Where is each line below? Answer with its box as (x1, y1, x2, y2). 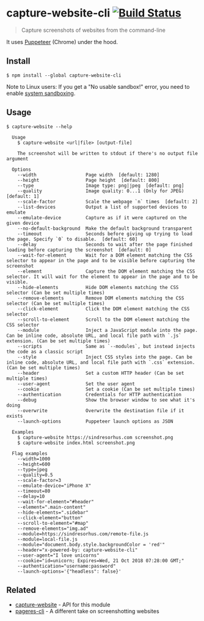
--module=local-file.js (17, 536, 78, 542)
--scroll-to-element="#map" (17, 520, 89, 526)
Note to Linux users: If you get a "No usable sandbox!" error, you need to (6, 83, 190, 90)
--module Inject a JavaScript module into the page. (17, 327, 199, 333)
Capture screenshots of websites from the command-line (21, 26, 166, 34)
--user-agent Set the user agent (17, 380, 136, 387)
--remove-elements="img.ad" (17, 525, 89, 532)
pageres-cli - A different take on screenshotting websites (15, 608, 160, 615)
